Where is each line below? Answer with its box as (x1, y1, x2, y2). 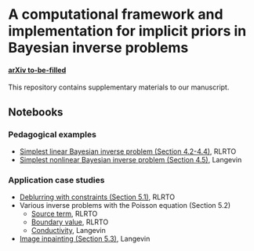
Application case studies (8, 175, 105, 185)
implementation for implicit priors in (8, 22, 247, 40)
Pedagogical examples (8, 129, 96, 140)
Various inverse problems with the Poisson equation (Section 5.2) (19, 201, 231, 210)
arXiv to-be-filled (8, 65, 67, 75)
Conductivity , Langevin (31, 226, 106, 235)
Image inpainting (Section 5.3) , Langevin (19, 234, 151, 244)
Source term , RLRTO (31, 209, 98, 219)
